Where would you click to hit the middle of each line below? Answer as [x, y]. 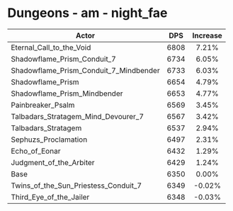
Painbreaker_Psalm [43, 105]
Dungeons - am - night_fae [87, 13]
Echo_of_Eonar [36, 151]
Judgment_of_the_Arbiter [53, 162]
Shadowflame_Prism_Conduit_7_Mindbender [86, 70]
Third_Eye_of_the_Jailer [50, 197]
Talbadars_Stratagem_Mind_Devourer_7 [77, 116]
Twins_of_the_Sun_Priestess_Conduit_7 [76, 186]
